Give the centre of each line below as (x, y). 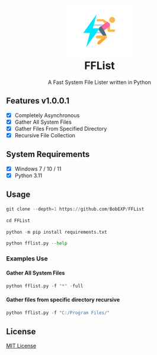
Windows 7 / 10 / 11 (38, 169)
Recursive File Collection (45, 135)
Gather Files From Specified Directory (61, 128)
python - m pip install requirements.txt (57, 232)
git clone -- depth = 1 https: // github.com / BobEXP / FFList (75, 209)
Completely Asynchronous (47, 115)
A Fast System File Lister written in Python (100, 82)
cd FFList (18, 221)
